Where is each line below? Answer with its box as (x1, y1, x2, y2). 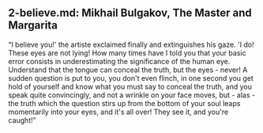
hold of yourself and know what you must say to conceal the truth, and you (8, 82, 253, 91)
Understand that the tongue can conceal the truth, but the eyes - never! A (8, 65, 248, 74)
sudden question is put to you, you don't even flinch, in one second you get (8, 73, 254, 82)
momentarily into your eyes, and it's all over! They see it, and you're (8, 107, 229, 116)
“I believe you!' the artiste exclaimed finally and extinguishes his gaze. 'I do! (8, 40, 254, 49)
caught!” (8, 115, 36, 125)
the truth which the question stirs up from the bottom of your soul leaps (8, 98, 241, 108)
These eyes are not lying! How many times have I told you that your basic (8, 47, 246, 58)
